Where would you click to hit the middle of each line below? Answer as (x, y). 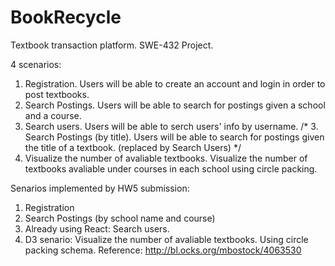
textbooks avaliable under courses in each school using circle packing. (171, 168)
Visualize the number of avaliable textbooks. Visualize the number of (166, 158)
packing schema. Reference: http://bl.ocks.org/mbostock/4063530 (163, 250)
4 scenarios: (36, 64)
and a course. (53, 115)
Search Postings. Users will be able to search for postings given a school (175, 105)
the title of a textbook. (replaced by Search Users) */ (133, 147)
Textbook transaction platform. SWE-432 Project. (112, 45)
